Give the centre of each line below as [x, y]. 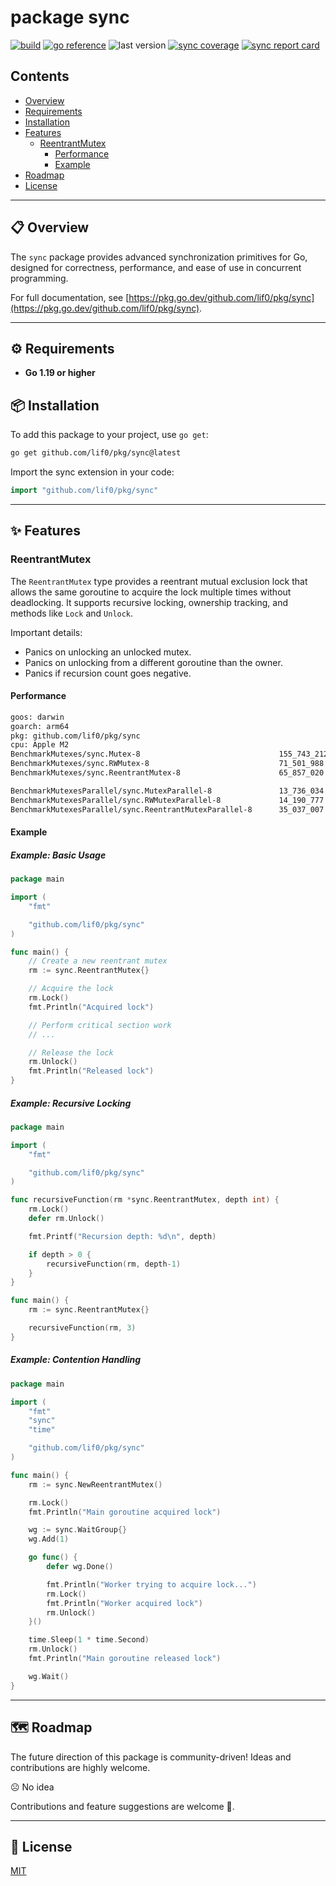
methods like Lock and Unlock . [72, 613]
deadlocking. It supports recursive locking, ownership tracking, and [149, 602]
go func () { [53, 1557]
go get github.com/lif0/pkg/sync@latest [96, 453]
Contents [40, 76]
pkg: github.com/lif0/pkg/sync [75, 736]
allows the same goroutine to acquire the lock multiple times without [151, 592]
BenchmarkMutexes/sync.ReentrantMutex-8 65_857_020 [167, 773]
